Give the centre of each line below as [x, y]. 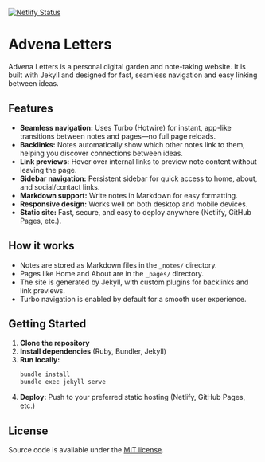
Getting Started [47, 324]
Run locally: [40, 360]
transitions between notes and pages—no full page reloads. [118, 136]
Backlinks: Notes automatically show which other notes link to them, [132, 144]
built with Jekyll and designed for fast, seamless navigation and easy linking [133, 75]
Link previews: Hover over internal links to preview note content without [138, 161]
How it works [41, 246]
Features [31, 109]
